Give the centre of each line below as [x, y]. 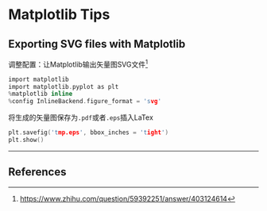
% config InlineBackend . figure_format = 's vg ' [85, 102]
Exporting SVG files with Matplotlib [97, 44]
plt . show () [26, 140]
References [37, 172]
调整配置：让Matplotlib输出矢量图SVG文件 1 [78, 63]
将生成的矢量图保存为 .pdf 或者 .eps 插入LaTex [81, 117]
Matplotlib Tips [59, 15]
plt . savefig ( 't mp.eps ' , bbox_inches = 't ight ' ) [89, 132]
